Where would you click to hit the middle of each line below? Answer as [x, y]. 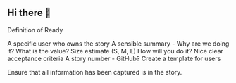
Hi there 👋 [29, 13]
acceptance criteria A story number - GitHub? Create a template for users [114, 58]
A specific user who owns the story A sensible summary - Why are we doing [118, 44]
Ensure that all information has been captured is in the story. [95, 72]
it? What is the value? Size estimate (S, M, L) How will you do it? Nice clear [116, 51]
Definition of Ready [35, 30]
